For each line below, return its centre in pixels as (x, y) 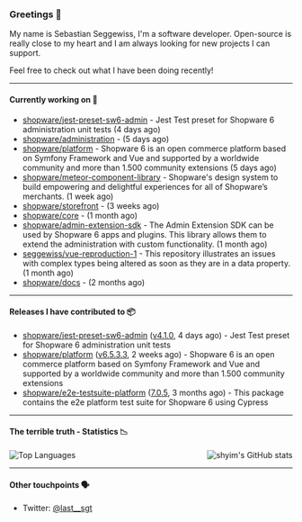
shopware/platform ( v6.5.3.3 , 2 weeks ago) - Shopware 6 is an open (148, 354)
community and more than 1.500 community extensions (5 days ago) (149, 167)
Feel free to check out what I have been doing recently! (111, 70)
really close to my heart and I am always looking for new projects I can (140, 43)
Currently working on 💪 (53, 99)
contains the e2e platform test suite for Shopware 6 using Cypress (145, 402)
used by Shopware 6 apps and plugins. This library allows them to (144, 234)
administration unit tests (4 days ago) (91, 129)
